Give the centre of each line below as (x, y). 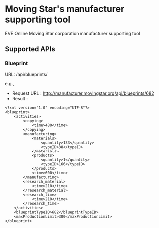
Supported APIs (30, 49)
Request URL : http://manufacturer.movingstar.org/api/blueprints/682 (83, 93)
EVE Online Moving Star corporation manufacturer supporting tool (73, 33)
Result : (20, 98)
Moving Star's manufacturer (65, 9)
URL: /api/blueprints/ (27, 74)
